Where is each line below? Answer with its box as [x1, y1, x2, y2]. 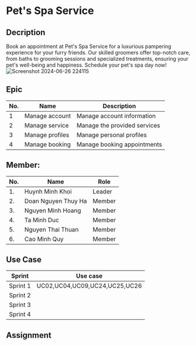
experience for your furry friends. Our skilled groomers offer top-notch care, [6, 49, 191, 56]
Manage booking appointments [76, 140, 163, 148]
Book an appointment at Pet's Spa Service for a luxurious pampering [6, 43, 171, 50]
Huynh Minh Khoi [24, 187, 72, 195]
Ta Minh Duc [24, 216, 60, 224]
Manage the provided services [76, 121, 161, 129]
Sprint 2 [9, 291, 31, 299]
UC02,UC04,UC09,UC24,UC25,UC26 [36, 282, 142, 290]
